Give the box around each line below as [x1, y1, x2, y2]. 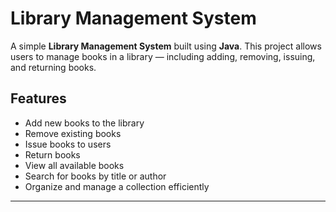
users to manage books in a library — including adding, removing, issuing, [10, 50, 316, 62]
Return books [24, 148, 81, 161]
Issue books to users [24, 138, 112, 150]
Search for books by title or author [24, 170, 167, 182]
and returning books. [10, 61, 97, 73]
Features [10, 90, 67, 107]
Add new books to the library [24, 117, 145, 129]
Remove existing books [24, 127, 122, 139]
